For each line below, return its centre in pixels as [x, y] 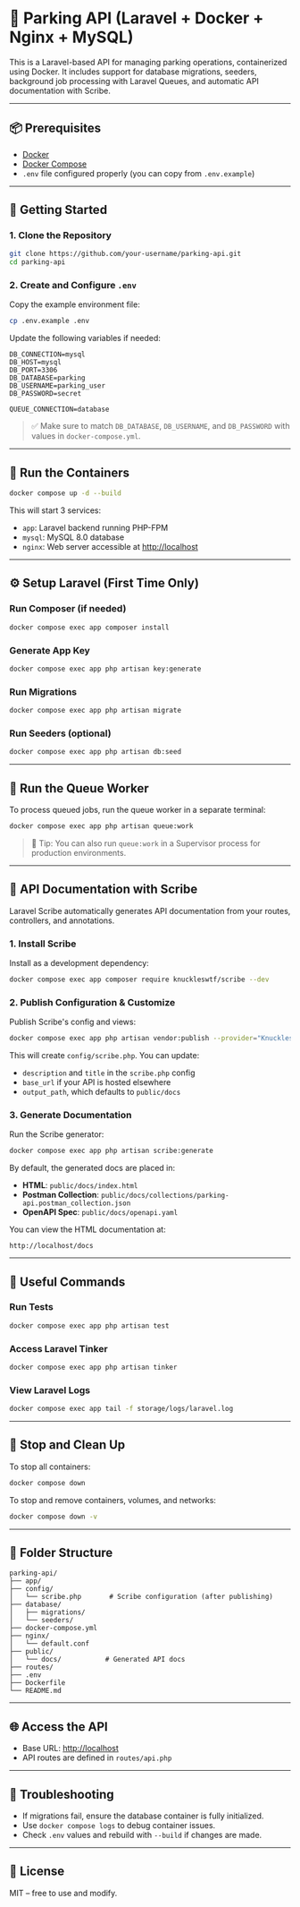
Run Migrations [43, 691]
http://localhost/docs [51, 1246]
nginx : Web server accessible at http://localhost [110, 547]
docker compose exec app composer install [89, 627]
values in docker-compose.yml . [86, 436]
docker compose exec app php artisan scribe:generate [112, 1151]
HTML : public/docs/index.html [80, 1185]
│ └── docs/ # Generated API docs [97, 1660]
